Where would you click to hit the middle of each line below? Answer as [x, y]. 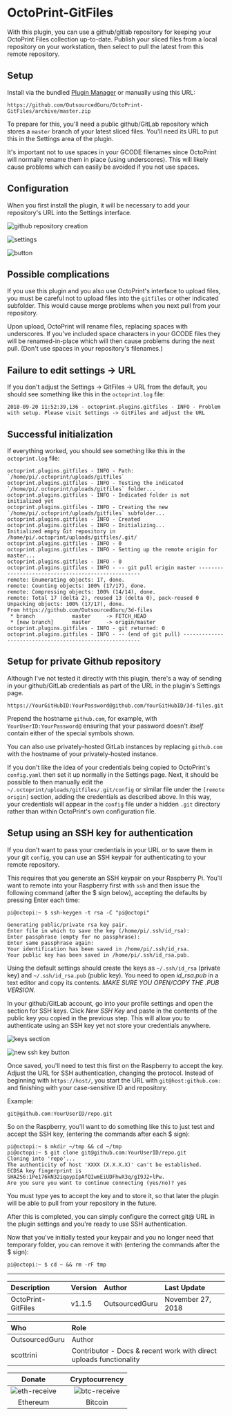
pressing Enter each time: [44, 900]
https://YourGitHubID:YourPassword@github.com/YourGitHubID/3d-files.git [116, 706]
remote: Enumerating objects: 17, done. [66, 580]
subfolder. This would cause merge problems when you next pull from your [114, 306]
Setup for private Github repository [84, 662]
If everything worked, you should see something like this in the [96, 451]
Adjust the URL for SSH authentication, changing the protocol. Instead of [110, 1073]
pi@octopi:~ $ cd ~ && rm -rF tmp [57, 1265]
